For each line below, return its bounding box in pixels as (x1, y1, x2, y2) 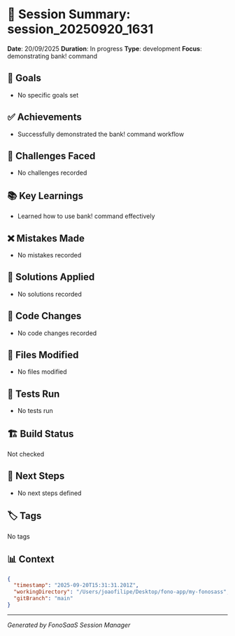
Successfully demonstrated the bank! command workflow (17, 130, 184, 138)
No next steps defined (17, 489, 82, 497)
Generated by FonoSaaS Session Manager (7, 621, 131, 629)
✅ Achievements (7, 111, 82, 123)
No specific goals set (17, 90, 79, 99)
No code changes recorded (17, 329, 97, 337)
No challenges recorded (17, 168, 87, 177)
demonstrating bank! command (7, 52, 98, 60)
